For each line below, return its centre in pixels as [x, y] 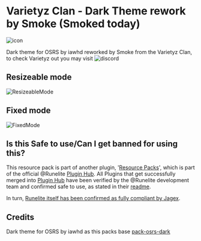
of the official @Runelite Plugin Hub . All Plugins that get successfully [91, 174]
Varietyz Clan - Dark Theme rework [96, 11]
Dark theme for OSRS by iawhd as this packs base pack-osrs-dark [88, 231]
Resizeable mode [39, 77]
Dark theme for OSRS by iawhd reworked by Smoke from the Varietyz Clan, [99, 52]
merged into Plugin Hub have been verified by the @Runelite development [98, 180]
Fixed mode [28, 111]
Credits [20, 217]
